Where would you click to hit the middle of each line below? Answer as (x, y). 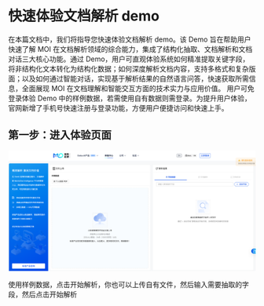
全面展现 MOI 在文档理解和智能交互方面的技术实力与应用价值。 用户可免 (138, 88)
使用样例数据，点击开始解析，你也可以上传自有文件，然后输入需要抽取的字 (128, 285)
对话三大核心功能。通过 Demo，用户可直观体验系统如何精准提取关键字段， (129, 59)
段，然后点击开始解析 (42, 294)
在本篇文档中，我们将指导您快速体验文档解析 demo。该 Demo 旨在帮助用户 (130, 39)
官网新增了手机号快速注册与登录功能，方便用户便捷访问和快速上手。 (118, 107)
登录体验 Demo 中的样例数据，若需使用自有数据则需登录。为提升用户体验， (130, 98)
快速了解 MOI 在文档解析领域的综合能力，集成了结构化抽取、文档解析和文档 (130, 49)
